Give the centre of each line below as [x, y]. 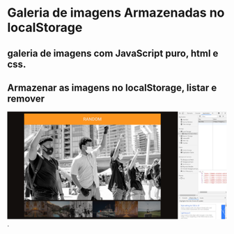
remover [26, 99]
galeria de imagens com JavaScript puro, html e [113, 53]
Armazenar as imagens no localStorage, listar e [112, 87]
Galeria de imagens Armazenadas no [116, 13]
